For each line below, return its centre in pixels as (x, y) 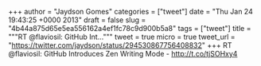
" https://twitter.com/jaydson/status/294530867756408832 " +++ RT (120, 45)
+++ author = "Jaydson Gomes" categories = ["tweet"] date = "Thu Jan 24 (130, 12)
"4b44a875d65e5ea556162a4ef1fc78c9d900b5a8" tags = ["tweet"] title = (130, 28)
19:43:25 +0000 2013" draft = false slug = (77, 20)
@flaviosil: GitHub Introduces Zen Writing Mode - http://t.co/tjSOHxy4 (123, 54)
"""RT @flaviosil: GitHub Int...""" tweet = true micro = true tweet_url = (122, 37)
